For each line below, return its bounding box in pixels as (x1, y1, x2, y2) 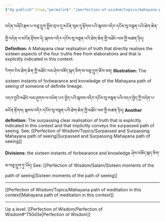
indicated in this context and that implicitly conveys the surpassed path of (5, 122, 155, 128)
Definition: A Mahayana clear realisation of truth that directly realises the (5, 45, 153, 51)
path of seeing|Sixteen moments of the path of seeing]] (5, 172, 118, 178)
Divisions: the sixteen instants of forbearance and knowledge (5, 150, 131, 156)
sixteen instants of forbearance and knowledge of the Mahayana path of (5, 77, 152, 84)
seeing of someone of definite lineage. (5, 83, 83, 89)
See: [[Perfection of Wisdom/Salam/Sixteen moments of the (32, 162, 154, 168)
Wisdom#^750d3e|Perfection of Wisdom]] (5, 211, 91, 217)
